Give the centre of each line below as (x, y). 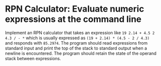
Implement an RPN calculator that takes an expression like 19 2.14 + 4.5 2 (80, 33)
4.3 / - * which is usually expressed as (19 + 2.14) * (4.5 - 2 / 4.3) (77, 38)
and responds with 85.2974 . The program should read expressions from (76, 43)
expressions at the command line (73, 19)
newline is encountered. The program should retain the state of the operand (81, 53)
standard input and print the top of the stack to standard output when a (76, 48)
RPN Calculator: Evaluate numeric (75, 9)
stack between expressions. (33, 58)
